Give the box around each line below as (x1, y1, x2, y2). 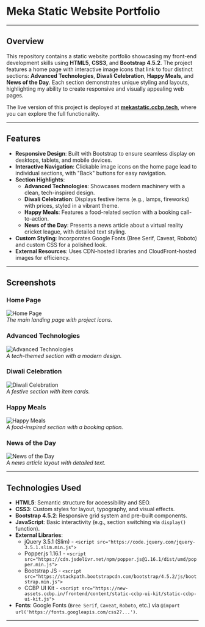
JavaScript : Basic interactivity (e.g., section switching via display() (15, 519, 186, 526)
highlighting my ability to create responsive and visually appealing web (6, 85, 184, 93)
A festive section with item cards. (6, 387, 90, 395)
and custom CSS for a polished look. (15, 241, 107, 248)
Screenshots (6, 277, 56, 287)
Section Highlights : (15, 176, 65, 183)
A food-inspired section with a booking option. (6, 424, 124, 431)
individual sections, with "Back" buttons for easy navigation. (15, 169, 167, 177)
